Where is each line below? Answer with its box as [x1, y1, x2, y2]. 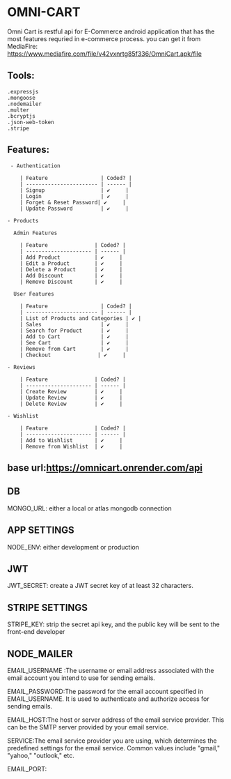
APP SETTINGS [7, 524, 74, 536]
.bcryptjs [7, 112, 36, 119]
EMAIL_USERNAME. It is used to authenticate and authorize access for [7, 695, 210, 703]
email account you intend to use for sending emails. [7, 674, 155, 682]
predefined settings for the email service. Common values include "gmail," [7, 744, 221, 752]
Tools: [7, 70, 35, 82]
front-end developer [7, 628, 65, 636]
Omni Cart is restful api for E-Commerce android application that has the [7, 27, 215, 36]
